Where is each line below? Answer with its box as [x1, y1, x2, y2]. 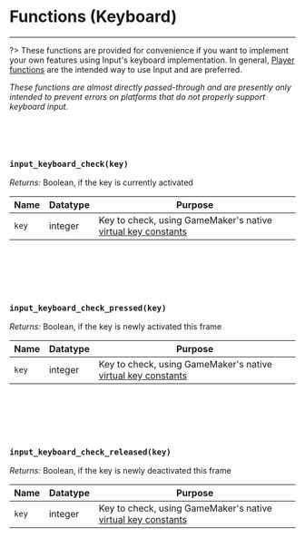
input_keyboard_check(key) [9, 159, 129, 169]
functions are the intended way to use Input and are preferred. [9, 64, 242, 74]
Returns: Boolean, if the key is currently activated [9, 177, 193, 188]
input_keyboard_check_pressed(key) [9, 302, 167, 313]
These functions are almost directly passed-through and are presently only [9, 82, 292, 93]
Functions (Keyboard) [9, 6, 178, 27]
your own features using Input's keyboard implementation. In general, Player [9, 54, 295, 65]
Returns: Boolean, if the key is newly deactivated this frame [9, 465, 231, 476]
